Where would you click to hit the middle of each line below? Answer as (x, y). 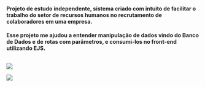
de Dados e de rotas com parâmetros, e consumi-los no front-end (91, 42)
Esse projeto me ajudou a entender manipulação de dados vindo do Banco (103, 35)
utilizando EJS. (26, 48)
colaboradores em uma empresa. (49, 21)
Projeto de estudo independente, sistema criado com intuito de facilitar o (101, 9)
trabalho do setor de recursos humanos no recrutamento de (84, 15)
